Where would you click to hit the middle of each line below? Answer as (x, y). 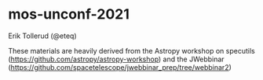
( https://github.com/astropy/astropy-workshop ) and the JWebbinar (117, 59)
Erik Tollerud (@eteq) (42, 36)
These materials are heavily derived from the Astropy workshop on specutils (131, 50)
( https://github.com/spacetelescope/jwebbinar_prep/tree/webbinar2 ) (120, 67)
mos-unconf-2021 (69, 14)
